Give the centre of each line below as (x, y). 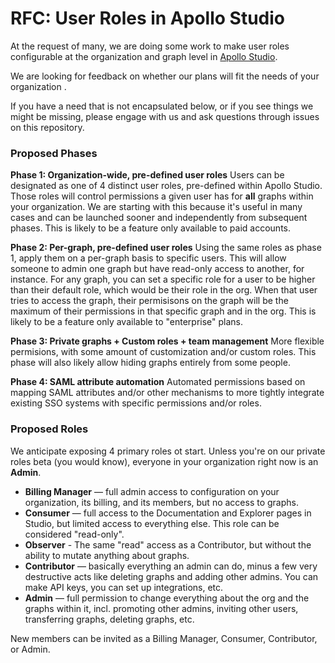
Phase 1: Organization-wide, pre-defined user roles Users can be (147, 175)
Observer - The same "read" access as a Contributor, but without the (168, 544)
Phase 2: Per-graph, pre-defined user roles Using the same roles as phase (166, 248)
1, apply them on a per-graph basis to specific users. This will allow (148, 258)
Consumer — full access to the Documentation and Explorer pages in (168, 513)
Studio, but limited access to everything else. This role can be (152, 523)
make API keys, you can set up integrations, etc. (124, 587)
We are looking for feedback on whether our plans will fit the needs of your (165, 76)
